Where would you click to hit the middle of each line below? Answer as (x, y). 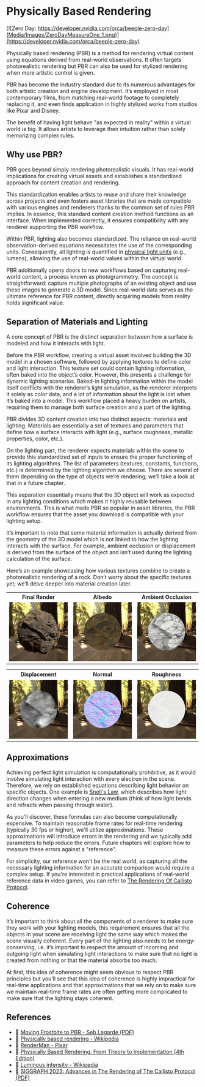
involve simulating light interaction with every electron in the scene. (91, 778)
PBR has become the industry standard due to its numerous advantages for (101, 85)
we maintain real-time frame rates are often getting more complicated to (97, 991)
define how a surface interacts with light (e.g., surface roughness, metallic (100, 432)
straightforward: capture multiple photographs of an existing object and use (101, 283)
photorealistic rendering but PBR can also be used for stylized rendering (97, 66)
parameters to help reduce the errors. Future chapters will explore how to (99, 843)
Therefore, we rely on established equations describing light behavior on (98, 785)
